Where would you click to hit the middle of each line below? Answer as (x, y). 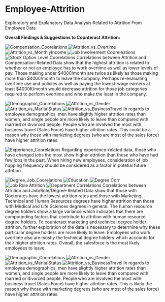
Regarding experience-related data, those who (109, 150)
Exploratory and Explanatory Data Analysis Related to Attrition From (73, 23)
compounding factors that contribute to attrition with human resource (76, 216)
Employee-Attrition (45, 9)
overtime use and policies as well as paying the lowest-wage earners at (78, 83)
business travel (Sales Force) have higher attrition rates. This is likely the (79, 283)
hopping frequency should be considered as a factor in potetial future (76, 165)
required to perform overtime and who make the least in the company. (76, 94)
